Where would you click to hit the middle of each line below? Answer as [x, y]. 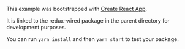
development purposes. [36, 27]
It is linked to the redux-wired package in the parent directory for [88, 21]
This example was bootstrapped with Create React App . [77, 9]
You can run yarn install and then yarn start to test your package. [92, 39]
